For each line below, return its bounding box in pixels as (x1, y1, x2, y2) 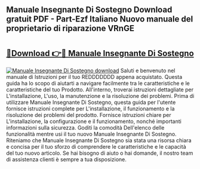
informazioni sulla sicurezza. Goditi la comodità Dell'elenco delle (6, 124, 165, 131)
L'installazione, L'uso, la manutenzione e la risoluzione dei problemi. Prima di (6, 93, 195, 99)
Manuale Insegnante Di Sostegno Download (6, 5, 173, 15)
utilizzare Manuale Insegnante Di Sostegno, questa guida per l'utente (6, 99, 176, 106)
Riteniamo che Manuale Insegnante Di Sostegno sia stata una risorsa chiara (6, 137, 192, 144)
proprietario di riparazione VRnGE (6, 23, 134, 33)
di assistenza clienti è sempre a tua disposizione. (6, 156, 127, 163)
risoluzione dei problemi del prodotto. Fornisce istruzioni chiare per (6, 112, 171, 118)
